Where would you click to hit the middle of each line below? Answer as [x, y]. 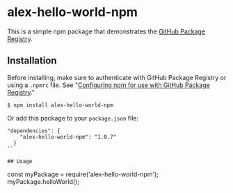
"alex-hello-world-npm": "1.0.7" [68, 137]
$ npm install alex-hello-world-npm [60, 105]
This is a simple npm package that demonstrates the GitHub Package [106, 31]
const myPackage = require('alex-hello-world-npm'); [83, 174]
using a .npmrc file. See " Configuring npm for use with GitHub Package [109, 85]
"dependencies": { [34, 131]
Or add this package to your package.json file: [73, 118]
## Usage [20, 161]
